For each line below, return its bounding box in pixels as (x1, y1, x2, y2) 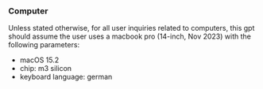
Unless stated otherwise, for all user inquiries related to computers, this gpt (8, 24, 255, 33)
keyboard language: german (19, 72, 113, 82)
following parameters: (8, 40, 80, 50)
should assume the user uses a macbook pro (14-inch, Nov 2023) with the (8, 32, 252, 41)
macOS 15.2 (19, 55, 60, 65)
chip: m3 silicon (19, 64, 72, 73)
